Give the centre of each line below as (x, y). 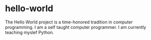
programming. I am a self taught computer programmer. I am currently (76, 27)
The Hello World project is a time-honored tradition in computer (69, 22)
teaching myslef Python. (30, 32)
